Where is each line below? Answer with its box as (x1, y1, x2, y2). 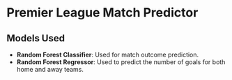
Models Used (6, 32, 65, 44)
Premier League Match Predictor (6, 5, 199, 21)
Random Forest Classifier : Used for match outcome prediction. (16, 50, 199, 59)
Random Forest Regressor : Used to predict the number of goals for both (16, 58, 226, 66)
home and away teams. (16, 66, 84, 73)
